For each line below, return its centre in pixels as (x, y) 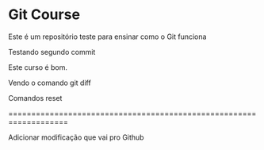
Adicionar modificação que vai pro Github (76, 137)
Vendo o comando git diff (50, 83)
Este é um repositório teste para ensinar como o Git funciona (107, 37)
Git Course (44, 15)
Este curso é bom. (38, 67)
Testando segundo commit (52, 52)
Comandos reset (35, 98)
